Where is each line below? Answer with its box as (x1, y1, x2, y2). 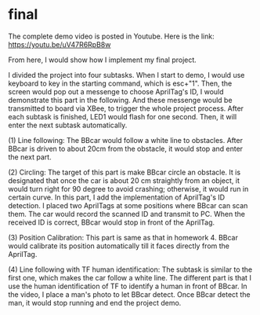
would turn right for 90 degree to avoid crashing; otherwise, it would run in (8, 184, 249, 193)
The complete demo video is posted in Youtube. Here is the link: (8, 31, 215, 41)
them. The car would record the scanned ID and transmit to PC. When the (8, 209, 245, 218)
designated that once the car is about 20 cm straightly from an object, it (8, 175, 240, 185)
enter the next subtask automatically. (8, 120, 128, 130)
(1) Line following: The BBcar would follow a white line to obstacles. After (8, 135, 243, 145)
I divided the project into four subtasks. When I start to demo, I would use (8, 70, 245, 79)
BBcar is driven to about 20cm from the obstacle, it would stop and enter (8, 144, 244, 153)
